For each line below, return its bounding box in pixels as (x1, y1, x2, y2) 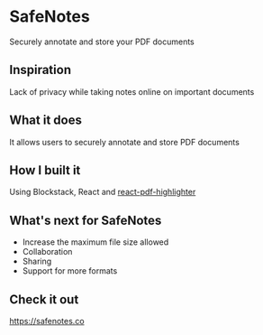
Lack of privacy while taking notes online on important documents (9, 86, 255, 97)
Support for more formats (22, 265, 118, 276)
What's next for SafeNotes (9, 212, 162, 228)
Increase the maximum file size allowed (22, 237, 169, 247)
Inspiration (9, 62, 72, 78)
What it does (9, 113, 83, 128)
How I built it (9, 163, 81, 178)
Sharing (22, 256, 52, 267)
